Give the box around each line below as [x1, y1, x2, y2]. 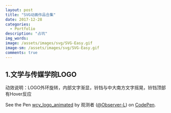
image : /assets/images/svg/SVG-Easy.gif [5, 41, 93, 46]
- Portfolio [10, 26, 36, 32]
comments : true [5, 50, 38, 55]
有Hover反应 [5, 91, 32, 97]
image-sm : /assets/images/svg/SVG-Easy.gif [5, 45, 100, 50]
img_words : [5, 36, 29, 41]
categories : [5, 21, 31, 27]
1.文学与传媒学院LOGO [5, 70, 77, 79]
